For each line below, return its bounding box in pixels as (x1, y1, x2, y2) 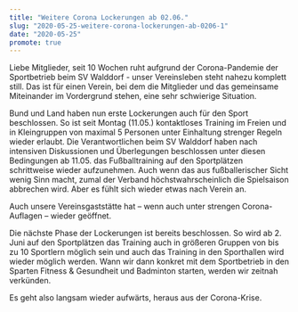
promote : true (9, 37, 62, 47)
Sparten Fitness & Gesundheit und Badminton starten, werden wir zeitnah (9, 266, 278, 276)
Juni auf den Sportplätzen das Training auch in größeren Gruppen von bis (9, 237, 279, 248)
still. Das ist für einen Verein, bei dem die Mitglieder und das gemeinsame (9, 81, 278, 92)
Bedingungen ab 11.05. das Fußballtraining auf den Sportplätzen (9, 155, 243, 166)
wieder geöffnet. (50, 210, 112, 221)
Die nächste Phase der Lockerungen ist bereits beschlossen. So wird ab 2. (9, 228, 282, 239)
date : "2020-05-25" (9, 29, 82, 38)
